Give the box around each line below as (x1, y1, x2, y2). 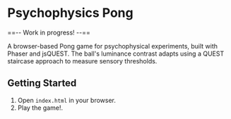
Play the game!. (17, 104, 64, 112)
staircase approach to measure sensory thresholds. (7, 56, 158, 65)
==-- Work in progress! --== (7, 28, 90, 37)
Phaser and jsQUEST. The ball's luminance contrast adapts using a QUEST (7, 49, 225, 58)
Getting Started (7, 77, 77, 89)
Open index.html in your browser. (17, 96, 117, 104)
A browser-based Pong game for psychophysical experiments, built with (7, 42, 218, 50)
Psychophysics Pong (7, 5, 134, 21)
